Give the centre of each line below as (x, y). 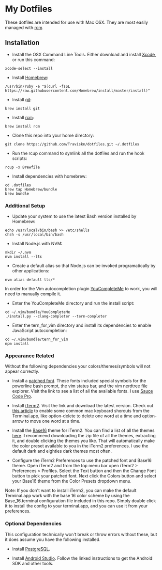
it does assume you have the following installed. (53, 539)
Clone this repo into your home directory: (53, 135)
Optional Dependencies (33, 523)
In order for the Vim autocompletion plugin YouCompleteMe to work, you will (81, 289)
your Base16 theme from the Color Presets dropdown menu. (72, 481)
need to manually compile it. (33, 294)
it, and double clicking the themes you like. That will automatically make (83, 441)
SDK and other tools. (33, 563)
